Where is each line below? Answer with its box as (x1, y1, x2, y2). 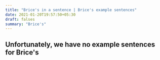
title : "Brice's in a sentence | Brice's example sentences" (5, 7, 137, 13)
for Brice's (5, 48, 39, 56)
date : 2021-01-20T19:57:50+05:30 (5, 12, 76, 17)
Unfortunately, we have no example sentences (5, 40, 155, 48)
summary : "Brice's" (5, 21, 47, 27)
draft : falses (5, 17, 35, 22)
